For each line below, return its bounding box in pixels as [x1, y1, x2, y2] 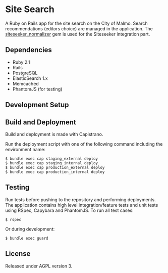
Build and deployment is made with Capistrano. [5, 131, 103, 137]
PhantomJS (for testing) [12, 86, 63, 92]
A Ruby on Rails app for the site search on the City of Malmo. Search [5, 20, 148, 26]
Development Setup [5, 101, 69, 109]
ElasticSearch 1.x [12, 75, 48, 81]
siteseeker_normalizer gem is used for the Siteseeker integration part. [5, 31, 150, 37]
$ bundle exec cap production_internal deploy [5, 169, 105, 174]
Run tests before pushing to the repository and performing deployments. [5, 196, 156, 203]
